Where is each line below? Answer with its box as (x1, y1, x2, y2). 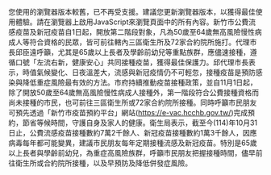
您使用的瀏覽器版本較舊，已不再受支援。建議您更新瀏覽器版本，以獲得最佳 (8, 7, 256, 16)
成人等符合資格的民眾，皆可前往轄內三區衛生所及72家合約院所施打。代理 (8, 37, 250, 47)
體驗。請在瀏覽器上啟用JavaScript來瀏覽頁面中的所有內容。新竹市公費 (15, 17, 249, 27)
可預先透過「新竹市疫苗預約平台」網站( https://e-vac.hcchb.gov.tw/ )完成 (8, 108, 248, 117)
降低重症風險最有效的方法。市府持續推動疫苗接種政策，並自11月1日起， (22, 77, 258, 87)
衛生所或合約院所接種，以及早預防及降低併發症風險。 (15, 158, 192, 168)
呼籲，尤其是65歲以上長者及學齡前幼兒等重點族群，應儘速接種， (35, 48, 250, 56)
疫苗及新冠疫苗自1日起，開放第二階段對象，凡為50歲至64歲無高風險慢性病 (15, 27, 262, 36)
